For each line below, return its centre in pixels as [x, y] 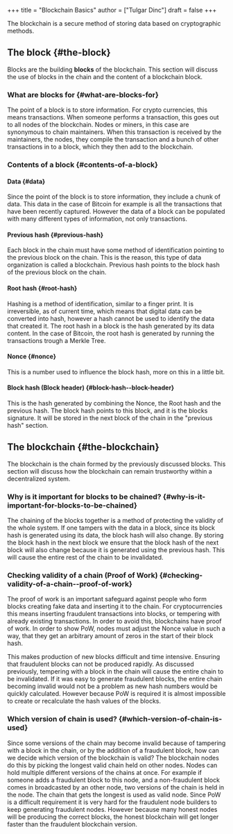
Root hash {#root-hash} [42, 288]
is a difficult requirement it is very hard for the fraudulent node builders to [112, 802]
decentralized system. [39, 478]
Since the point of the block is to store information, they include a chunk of [114, 197]
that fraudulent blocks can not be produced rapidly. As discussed [101, 664]
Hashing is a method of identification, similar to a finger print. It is [101, 303]
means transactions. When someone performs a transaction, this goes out [113, 117]
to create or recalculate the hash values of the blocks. [84, 701]
